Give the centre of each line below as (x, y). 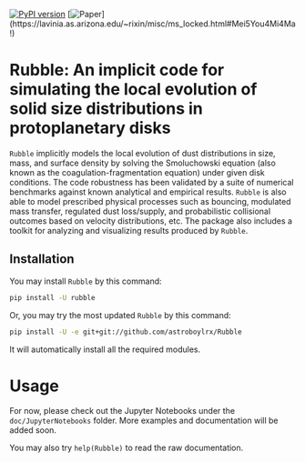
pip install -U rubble (52, 297)
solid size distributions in (106, 109)
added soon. (33, 430)
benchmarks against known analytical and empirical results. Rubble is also (148, 192)
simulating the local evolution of (133, 90)
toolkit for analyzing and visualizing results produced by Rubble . (129, 230)
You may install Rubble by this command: (86, 281)
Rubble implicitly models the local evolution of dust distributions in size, (142, 153)
